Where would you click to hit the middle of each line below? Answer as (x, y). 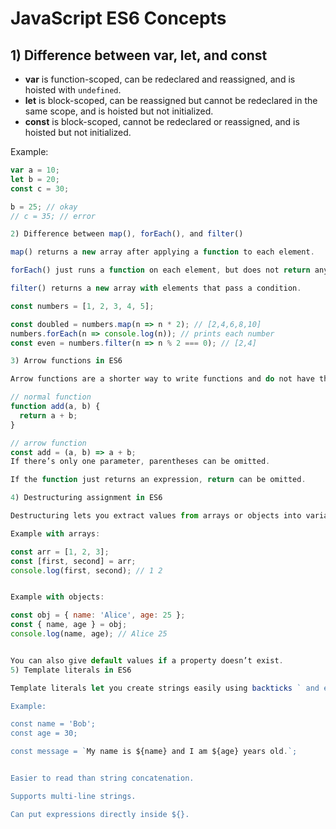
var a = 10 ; (35, 170)
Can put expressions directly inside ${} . (100, 814)
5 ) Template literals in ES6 (71, 670)
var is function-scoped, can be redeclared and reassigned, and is (160, 79)
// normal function (51, 397)
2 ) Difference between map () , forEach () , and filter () (127, 234)
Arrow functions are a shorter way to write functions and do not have (162, 379)
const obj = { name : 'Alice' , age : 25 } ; (98, 615)
